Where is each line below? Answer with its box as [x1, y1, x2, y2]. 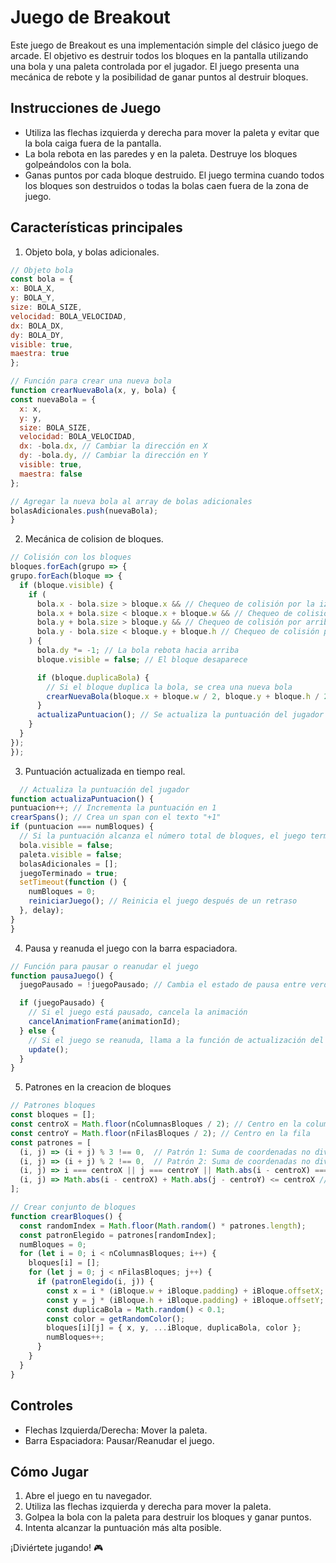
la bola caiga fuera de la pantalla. [24, 137, 162, 149]
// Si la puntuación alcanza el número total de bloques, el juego [19, 831, 307, 841]
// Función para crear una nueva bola [10, 376, 172, 386]
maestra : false [19, 469, 83, 479]
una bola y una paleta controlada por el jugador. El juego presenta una [10, 60, 300, 72]
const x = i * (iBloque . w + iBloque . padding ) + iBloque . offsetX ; [46, 1286, 325, 1296]
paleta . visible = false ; [19, 849, 123, 860]
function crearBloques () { [10, 1211, 123, 1221]
